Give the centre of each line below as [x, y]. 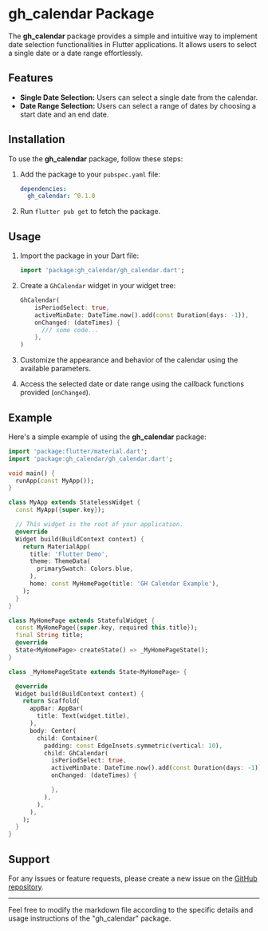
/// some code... [70, 330]
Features [31, 78]
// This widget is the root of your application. [99, 525]
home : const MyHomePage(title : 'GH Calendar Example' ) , [124, 584]
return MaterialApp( [57, 547]
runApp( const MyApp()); [55, 481]
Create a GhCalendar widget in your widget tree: [98, 285]
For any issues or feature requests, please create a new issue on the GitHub [133, 878]
